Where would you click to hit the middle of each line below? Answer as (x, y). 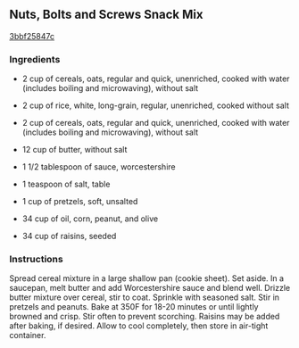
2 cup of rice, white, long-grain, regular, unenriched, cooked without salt (156, 105)
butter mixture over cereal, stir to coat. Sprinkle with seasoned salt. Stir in (144, 297)
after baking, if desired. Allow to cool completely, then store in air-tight (139, 326)
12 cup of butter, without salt (75, 150)
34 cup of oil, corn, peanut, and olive (90, 219)
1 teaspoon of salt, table (66, 184)
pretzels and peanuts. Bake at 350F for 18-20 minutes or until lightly (134, 307)
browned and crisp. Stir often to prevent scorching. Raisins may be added (145, 317)
